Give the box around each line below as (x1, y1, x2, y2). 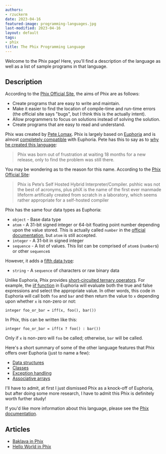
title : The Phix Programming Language (5, 44, 85, 49)
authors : (5, 7, 23, 12)
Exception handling (12, 370, 52, 376)
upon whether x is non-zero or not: (5, 298, 76, 304)
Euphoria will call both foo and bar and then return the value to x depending (5, 293, 160, 299)
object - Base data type (12, 217, 61, 223)
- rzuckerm (5, 12, 28, 17)
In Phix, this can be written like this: (5, 317, 78, 323)
